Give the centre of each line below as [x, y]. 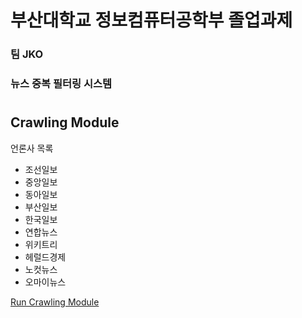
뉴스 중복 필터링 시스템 [61, 84]
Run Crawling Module [55, 302]
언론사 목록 [32, 148]
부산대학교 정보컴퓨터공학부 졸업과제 [151, 20]
